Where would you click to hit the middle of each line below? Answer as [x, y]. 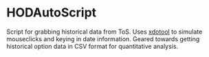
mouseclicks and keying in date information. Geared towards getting [103, 38]
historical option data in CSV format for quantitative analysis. [92, 46]
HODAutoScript [52, 13]
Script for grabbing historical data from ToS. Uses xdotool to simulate [104, 32]
